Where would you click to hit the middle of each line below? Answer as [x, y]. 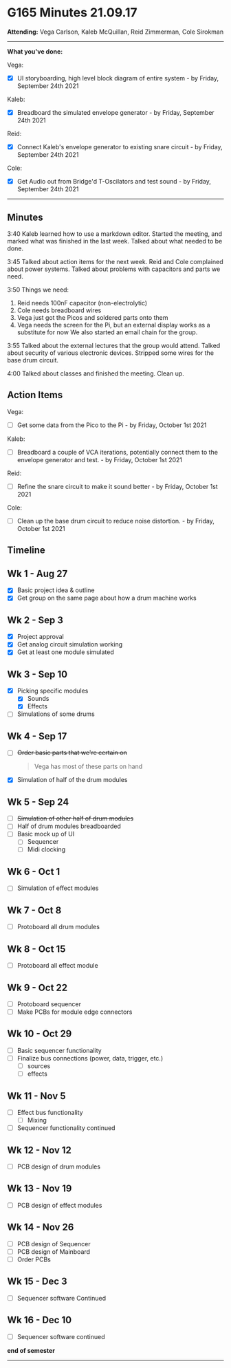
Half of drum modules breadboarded [69, 826]
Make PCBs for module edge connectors [75, 1012]
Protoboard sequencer [49, 1004]
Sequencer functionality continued [66, 1128]
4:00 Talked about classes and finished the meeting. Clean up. [96, 373]
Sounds [38, 699]
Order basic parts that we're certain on [72, 753]
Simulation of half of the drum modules [72, 780]
